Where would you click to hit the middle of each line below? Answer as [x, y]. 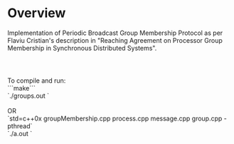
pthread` [20, 126]
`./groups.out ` [28, 96]
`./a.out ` [20, 134]
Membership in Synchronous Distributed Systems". [82, 48]
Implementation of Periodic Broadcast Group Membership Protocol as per [115, 33]
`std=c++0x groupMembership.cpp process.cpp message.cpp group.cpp [115, 118]
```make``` [21, 88]
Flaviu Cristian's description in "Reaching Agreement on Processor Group [115, 40]
